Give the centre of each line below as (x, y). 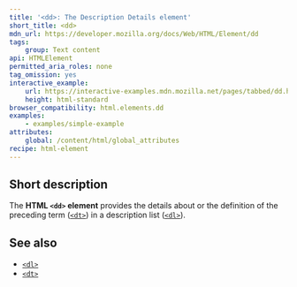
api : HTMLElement (41, 58)
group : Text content (63, 50)
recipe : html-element (49, 148)
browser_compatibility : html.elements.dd (87, 108)
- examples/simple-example (75, 125)
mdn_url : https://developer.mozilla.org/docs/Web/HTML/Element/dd (134, 34)
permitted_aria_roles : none (61, 67)
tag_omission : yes (43, 75)
